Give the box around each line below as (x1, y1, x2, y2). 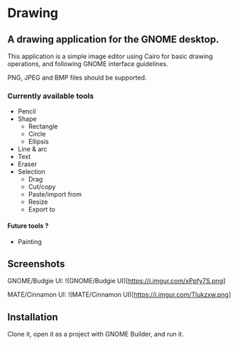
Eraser (17, 160, 38, 168)
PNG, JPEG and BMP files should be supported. (7, 73, 147, 82)
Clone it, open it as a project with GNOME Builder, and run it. (7, 330, 184, 339)
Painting (17, 237, 43, 246)
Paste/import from (28, 190, 82, 199)
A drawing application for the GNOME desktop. (7, 33, 220, 45)
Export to (28, 205, 55, 214)
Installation (7, 311, 58, 323)
